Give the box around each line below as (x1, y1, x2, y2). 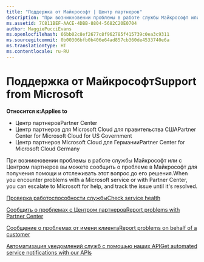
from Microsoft (6, 87, 84, 101)
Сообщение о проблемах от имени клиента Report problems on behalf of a (6, 224, 197, 231)
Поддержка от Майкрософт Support (6, 74, 197, 88)
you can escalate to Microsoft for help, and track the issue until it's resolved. (6, 183, 198, 190)
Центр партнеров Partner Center (15, 119, 98, 126)
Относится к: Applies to (6, 107, 68, 115)
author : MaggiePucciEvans (6, 25, 72, 32)
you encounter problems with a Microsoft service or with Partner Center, (6, 176, 188, 183)
